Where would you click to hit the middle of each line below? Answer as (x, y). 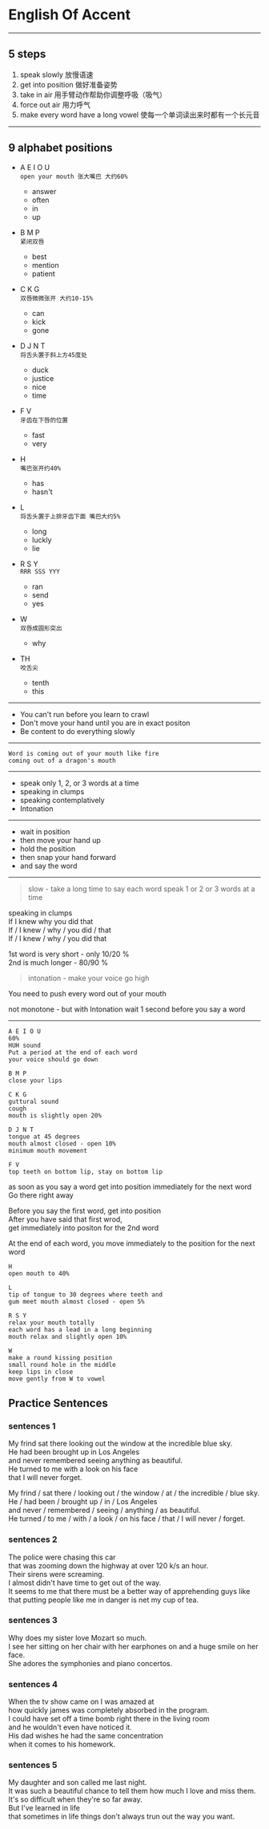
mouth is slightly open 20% (55, 1115)
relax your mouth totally (51, 1322)
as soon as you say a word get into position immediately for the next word (130, 1186)
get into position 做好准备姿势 (68, 84)
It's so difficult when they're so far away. (75, 1799)
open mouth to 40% (39, 1273)
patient (44, 274)
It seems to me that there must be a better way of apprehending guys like (129, 1591)
